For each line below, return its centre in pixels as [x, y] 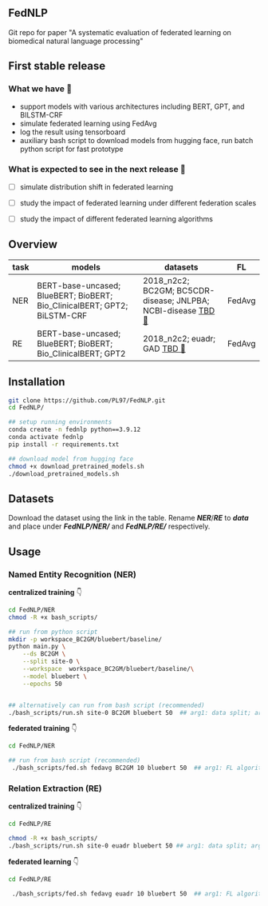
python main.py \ [37, 647]
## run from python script [53, 632]
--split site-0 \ [51, 662]
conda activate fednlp [46, 437]
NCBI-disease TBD [179, 310]
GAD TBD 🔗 [164, 349]
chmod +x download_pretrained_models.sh [77, 466]
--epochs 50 [42, 684]
